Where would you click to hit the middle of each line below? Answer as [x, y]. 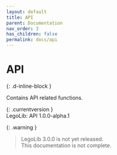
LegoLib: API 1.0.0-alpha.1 [38, 115]
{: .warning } [22, 127]
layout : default [26, 12]
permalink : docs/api [32, 40]
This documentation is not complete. [66, 145]
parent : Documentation [34, 23]
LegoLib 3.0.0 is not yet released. [62, 139]
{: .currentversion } [30, 109]
